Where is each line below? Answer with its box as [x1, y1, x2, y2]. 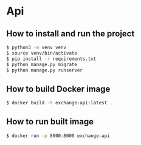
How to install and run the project [6, 29, 135, 39]
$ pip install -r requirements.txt [6, 56, 97, 62]
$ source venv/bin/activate [6, 50, 78, 56]
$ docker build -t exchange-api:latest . [6, 100, 113, 106]
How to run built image [6, 116, 94, 127]
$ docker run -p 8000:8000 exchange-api [6, 132, 111, 139]
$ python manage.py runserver [6, 67, 83, 73]
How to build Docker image [6, 84, 111, 94]
